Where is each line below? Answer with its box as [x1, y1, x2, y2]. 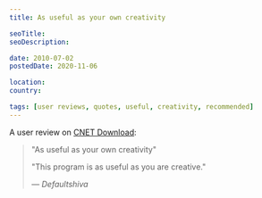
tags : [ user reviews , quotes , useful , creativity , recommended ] [9, 103, 254, 111]
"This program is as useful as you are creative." [30, 161, 207, 172]
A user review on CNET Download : [9, 127, 137, 137]
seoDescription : [9, 37, 70, 46]
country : [9, 87, 42, 95]
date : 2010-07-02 [9, 54, 74, 62]
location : [9, 78, 46, 87]
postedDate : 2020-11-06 [9, 62, 98, 71]
